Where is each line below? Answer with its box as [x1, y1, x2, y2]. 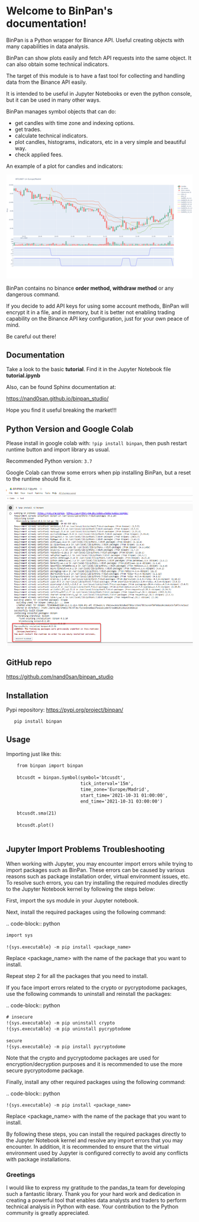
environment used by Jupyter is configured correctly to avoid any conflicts [6, 1149, 188, 1157]
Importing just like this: [6, 750, 62, 757]
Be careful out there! [6, 333, 56, 340]
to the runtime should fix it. [6, 475, 72, 482]
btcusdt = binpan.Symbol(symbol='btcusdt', [17, 775, 126, 781]
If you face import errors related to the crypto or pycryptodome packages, [6, 983, 188, 991]
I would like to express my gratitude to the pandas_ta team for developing [6, 1184, 185, 1191]
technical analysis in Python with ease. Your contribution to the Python [6, 1203, 179, 1210]
